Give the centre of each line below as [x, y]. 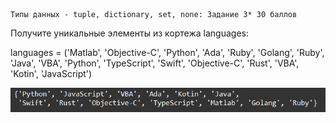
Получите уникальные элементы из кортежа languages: [129, 33]
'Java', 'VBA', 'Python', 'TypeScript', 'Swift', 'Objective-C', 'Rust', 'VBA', [155, 63]
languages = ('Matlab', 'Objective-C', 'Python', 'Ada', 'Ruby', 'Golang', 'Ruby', [167, 52]
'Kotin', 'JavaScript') [51, 73]
